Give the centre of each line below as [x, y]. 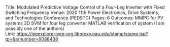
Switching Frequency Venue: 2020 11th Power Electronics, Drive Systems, [82, 12]
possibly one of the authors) [35, 28]
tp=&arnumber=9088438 [32, 39]
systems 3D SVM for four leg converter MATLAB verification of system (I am [85, 23]
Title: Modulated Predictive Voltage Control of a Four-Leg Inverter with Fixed [85, 7]
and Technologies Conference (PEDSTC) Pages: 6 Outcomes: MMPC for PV [84, 18]
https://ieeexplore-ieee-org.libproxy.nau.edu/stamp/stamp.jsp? [82, 34]
